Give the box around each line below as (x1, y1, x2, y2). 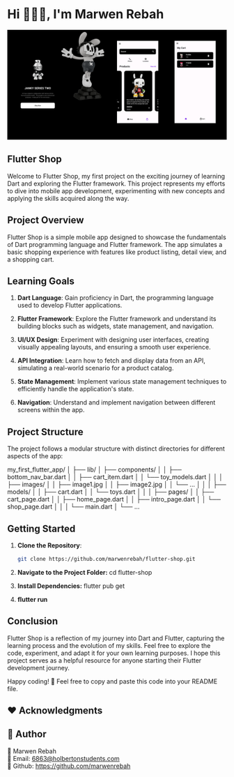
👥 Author (7, 728, 47, 740)
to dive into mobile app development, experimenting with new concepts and (7, 186, 225, 195)
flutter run (17, 595, 48, 603)
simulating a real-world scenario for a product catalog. (17, 364, 174, 372)
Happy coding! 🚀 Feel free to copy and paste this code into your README (7, 677, 218, 686)
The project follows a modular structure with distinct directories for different (7, 444, 225, 453)
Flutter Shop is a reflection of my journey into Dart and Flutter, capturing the (7, 634, 225, 642)
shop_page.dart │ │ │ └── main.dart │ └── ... (7, 502, 140, 511)
